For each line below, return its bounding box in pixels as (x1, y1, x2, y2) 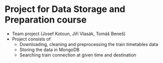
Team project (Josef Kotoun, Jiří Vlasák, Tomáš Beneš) (12, 30, 126, 36)
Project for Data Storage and (5, 3, 126, 15)
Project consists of (12, 36, 51, 42)
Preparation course (5, 14, 87, 25)
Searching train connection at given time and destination (19, 51, 136, 58)
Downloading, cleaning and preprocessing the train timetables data (19, 41, 158, 47)
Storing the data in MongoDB (19, 46, 80, 52)
